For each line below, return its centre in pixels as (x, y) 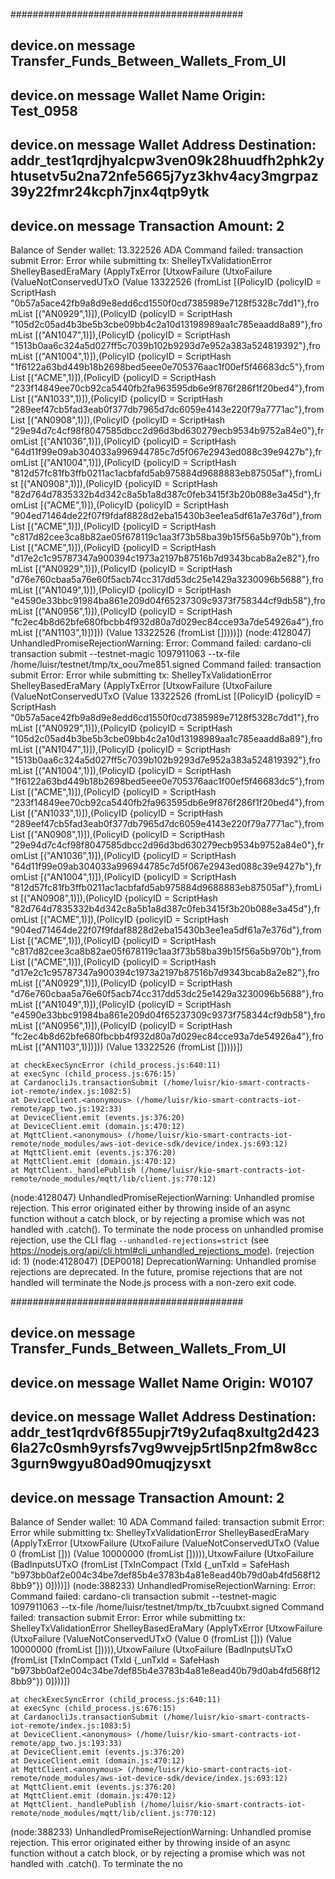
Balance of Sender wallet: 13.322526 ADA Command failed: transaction (157, 250)
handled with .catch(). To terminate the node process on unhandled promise (167, 1229)
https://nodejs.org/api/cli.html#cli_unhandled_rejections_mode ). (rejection (162, 1250)
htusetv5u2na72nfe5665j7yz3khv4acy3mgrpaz (164, 176)
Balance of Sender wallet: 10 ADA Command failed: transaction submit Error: (167, 1521)
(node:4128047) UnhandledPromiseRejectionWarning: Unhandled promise (162, 1197)
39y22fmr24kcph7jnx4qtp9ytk (110, 192)
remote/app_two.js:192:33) (66, 1109)
